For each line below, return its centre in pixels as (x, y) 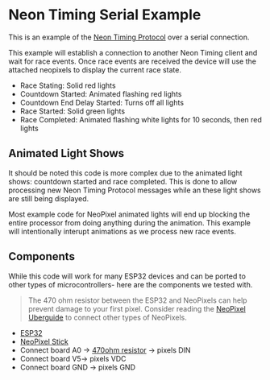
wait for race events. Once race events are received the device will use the (132, 61)
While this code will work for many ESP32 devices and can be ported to (127, 276)
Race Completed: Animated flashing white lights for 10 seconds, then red (141, 119)
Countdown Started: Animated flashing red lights (101, 93)
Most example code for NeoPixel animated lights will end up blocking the (129, 214)
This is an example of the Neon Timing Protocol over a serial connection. (129, 37)
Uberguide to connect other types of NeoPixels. (107, 317)
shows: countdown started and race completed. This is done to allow (123, 181)
